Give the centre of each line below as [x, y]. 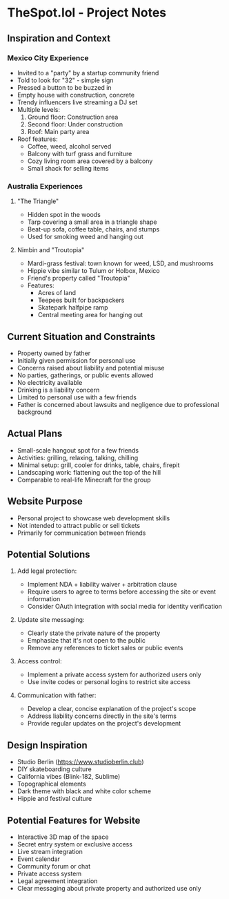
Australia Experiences [45, 186]
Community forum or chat [54, 867]
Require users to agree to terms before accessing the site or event [121, 592]
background [34, 412]
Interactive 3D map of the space [63, 837]
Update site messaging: [51, 620]
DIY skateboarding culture [54, 769]
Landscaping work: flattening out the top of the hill [89, 472]
